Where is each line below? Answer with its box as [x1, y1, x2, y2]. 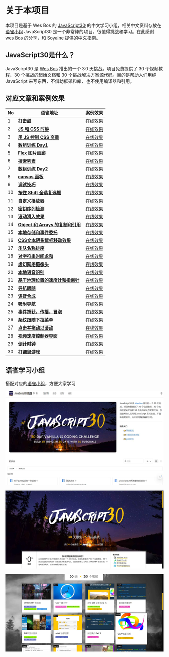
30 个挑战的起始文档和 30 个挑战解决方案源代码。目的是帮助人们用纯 [14, 72, 157, 78]
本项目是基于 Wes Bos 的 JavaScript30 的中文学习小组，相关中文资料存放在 [5, 22, 162, 28]
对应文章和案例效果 [5, 94, 65, 103]
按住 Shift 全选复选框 [18, 189, 61, 195]
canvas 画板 [18, 174, 44, 180]
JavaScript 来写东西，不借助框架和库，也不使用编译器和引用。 [5, 78, 135, 84]
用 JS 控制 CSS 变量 [18, 134, 59, 140]
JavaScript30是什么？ [5, 51, 75, 59]
